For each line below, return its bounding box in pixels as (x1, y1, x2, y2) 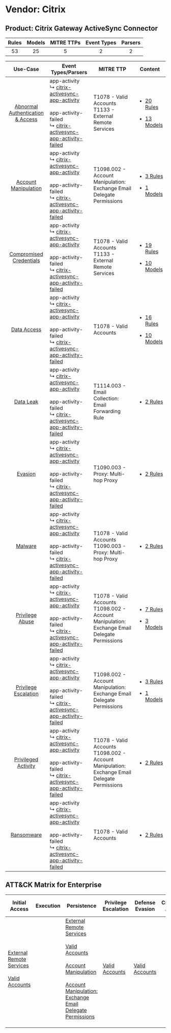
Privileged (14, 756, 39, 763)
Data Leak (14, 398, 39, 405)
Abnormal (14, 103, 38, 110)
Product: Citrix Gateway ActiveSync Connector (5, 24, 158, 33)
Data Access (11, 326, 42, 333)
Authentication (8, 109, 44, 116)
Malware (16, 543, 37, 549)
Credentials (12, 257, 40, 264)
